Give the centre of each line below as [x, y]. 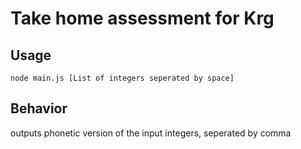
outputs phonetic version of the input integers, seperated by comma [151, 133]
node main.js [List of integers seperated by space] [122, 78]
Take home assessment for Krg [142, 18]
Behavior [39, 108]
